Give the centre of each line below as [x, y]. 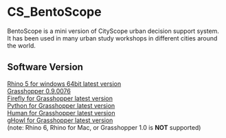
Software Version [45, 67]
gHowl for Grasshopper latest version [60, 120]
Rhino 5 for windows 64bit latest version [64, 84]
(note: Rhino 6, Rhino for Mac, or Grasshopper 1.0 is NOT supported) [104, 127]
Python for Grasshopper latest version [61, 105]
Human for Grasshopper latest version [61, 113]
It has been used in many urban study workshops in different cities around [112, 38]
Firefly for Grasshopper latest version [60, 98]
